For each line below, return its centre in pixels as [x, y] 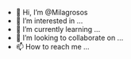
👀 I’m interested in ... [49, 21]
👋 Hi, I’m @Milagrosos [52, 12]
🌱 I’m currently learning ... [58, 29]
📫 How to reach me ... [52, 47]
